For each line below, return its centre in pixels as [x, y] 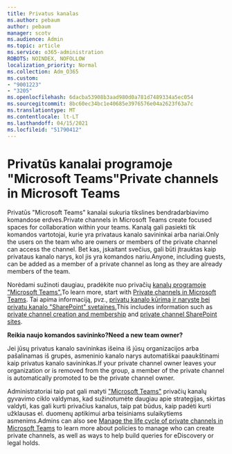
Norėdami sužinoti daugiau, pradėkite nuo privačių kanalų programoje [107, 285]
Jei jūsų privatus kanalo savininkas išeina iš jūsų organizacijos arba [103, 349]
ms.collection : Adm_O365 [43, 71]
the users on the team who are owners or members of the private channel [113, 242]
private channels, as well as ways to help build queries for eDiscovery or [110, 436]
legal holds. [24, 443]
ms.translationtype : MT [42, 110]
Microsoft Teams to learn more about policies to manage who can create [111, 428]
